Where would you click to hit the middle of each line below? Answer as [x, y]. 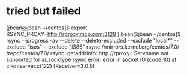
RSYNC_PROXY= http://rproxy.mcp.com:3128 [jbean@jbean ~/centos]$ [93, 34]
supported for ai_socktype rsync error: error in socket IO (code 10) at [91, 59]
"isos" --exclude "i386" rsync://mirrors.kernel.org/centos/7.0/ [103, 47]
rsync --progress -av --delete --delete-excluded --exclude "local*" [89, 40]
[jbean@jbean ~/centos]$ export [47, 28]
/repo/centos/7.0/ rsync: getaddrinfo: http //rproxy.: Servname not [88, 53]
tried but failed [43, 11]
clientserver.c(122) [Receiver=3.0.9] [50, 66]
